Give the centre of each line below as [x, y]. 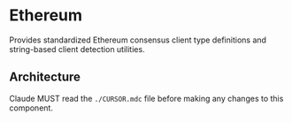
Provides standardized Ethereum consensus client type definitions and [138, 40]
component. [31, 108]
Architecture [45, 77]
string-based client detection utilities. [77, 49]
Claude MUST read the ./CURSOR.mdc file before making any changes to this [146, 98]
